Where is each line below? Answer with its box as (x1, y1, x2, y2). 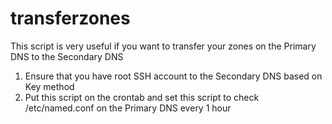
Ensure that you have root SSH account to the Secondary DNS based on (24, 70, 323, 82)
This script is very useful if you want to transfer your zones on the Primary (10, 40, 317, 52)
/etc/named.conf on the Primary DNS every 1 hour (24, 102, 232, 114)
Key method (24, 80, 75, 92)
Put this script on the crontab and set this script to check (24, 91, 260, 103)
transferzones (10, 7, 131, 30)
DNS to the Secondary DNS (10, 50, 124, 62)
